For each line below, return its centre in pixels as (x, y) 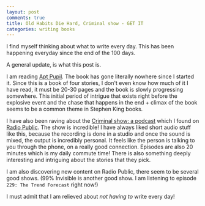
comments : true (26, 18)
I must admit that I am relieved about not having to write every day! (91, 197)
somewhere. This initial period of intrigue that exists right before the (92, 96)
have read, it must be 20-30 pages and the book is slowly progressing (95, 90)
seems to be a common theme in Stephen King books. (75, 109)
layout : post (23, 12)
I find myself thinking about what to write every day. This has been (90, 46)
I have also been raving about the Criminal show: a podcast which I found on (103, 121)
